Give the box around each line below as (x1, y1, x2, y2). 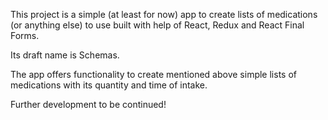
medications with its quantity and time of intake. (10, 79, 208, 91)
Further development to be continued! (10, 99, 167, 110)
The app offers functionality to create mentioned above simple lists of (10, 69, 297, 80)
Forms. (10, 30, 40, 41)
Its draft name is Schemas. (10, 49, 120, 61)
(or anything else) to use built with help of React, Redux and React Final (10, 19, 305, 31)
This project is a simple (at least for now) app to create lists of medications (10, 9, 318, 20)
